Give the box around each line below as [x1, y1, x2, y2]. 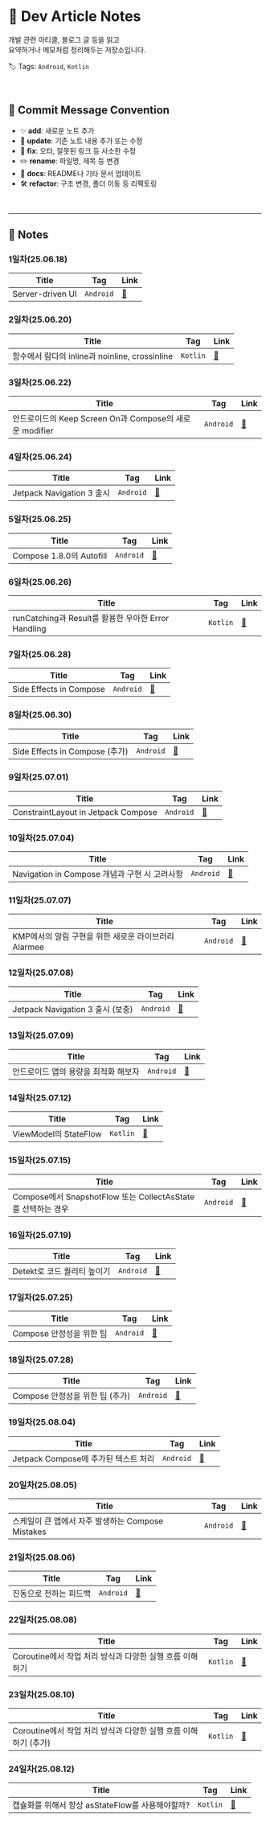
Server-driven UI [12, 289, 78, 300]
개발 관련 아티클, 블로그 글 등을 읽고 [8, 35, 120, 44]
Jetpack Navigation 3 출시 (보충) [12, 1003, 134, 1014]
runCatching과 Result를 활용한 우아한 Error [12, 612, 170, 623]
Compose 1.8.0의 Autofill [12, 550, 108, 561]
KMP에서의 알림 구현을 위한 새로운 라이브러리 [12, 931, 174, 942]
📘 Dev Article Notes [8, 7, 141, 26]
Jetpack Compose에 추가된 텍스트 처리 [12, 1453, 155, 1464]
